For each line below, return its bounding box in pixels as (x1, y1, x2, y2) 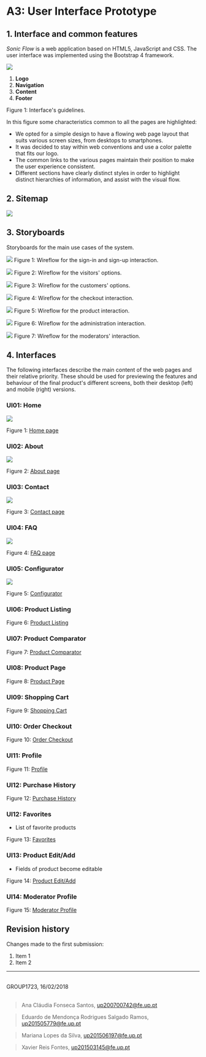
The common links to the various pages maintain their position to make (15, 157, 194, 163)
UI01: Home (6, 401, 42, 409)
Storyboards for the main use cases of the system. (6, 244, 134, 251)
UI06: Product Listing (6, 605, 72, 613)
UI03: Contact (6, 482, 50, 491)
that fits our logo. (15, 150, 59, 157)
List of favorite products (15, 824, 77, 831)
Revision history (6, 924, 70, 934)
